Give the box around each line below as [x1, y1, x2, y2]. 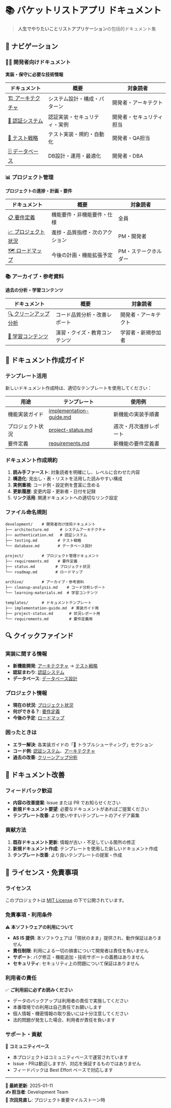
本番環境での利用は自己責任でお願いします [12, 1004, 102, 1011]
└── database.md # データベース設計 [5, 543, 93, 549]
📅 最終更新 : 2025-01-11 [5, 1082, 53, 1089]
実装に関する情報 [5, 650, 47, 657]
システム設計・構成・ [48, 95, 99, 103]
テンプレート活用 [5, 372, 47, 379]
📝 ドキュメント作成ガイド [5, 356, 85, 364]
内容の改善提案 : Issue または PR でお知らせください [12, 800, 121, 806]
